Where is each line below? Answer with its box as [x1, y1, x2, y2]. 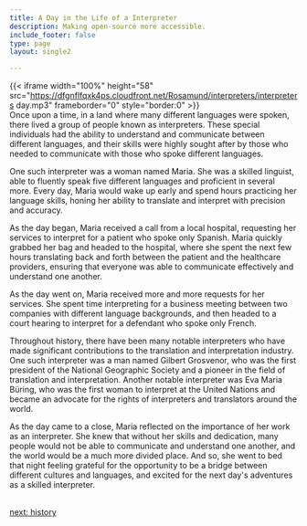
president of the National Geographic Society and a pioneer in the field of [9, 364, 286, 375]
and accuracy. [9, 205, 63, 216]
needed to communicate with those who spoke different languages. [9, 148, 264, 160]
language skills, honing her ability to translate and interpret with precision [9, 195, 286, 206]
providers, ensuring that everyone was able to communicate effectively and [9, 261, 294, 272]
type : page [9, 38, 51, 48]
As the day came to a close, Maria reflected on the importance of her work [9, 421, 291, 432]
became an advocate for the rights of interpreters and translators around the [9, 394, 298, 405]
